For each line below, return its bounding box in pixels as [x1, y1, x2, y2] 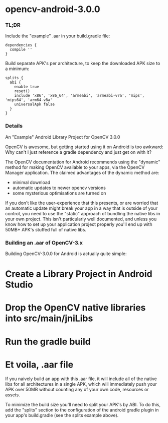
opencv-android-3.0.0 [5, 4, 100, 15]
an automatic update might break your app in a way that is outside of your [5, 205, 158, 211]
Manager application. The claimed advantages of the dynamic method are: [5, 169, 159, 175]
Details [5, 123, 23, 130]
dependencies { [5, 43, 37, 48]
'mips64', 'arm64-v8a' [5, 97, 53, 103]
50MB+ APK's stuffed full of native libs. [5, 226, 87, 232]
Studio [5, 279, 34, 290]
